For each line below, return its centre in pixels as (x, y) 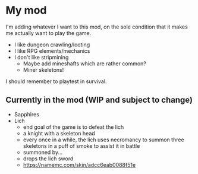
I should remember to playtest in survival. (56, 81)
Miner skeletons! (43, 69)
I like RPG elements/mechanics (52, 50)
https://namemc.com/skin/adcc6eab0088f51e (79, 164)
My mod (26, 10)
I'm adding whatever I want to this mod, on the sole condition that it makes (97, 27)
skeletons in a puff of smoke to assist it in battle (81, 145)
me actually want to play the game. (48, 33)
